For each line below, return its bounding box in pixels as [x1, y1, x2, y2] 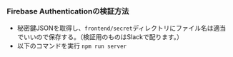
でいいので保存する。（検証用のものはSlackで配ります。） [16, 33, 184, 41]
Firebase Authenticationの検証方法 [6, 6, 129, 16]
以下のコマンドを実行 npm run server [16, 41, 127, 51]
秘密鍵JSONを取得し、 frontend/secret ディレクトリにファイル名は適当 [16, 24, 227, 33]
